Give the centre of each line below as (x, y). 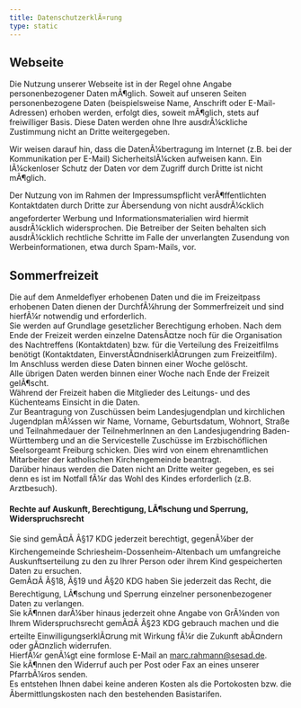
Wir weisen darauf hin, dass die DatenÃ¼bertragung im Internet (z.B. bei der (151, 149)
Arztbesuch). (34, 488)
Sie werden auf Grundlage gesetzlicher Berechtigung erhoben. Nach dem (146, 326)
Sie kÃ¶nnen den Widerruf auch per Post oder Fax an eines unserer (134, 665)
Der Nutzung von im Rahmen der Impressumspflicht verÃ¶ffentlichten (138, 195)
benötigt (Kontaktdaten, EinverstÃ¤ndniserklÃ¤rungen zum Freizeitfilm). (143, 354)
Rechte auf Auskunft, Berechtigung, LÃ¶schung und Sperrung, (129, 508)
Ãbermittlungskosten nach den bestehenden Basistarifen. (115, 695)
